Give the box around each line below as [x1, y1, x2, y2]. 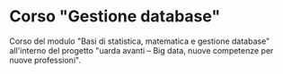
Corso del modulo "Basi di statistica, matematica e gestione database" [9, 36, 270, 46]
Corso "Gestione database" [9, 6, 221, 27]
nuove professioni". [9, 54, 81, 65]
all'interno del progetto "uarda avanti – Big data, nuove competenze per [9, 45, 274, 55]
